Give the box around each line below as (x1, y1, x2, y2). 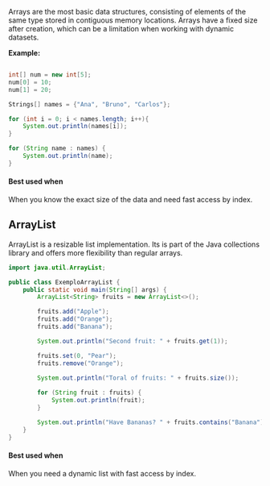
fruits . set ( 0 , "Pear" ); (37, 351, 117, 359)
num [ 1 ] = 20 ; (8, 85, 52, 93)
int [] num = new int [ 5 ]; (8, 71, 92, 79)
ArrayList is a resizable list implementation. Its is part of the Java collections (8, 239, 260, 249)
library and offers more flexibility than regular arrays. (8, 247, 183, 257)
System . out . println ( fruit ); (51, 397, 146, 405)
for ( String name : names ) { (8, 144, 106, 152)
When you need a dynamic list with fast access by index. (8, 468, 197, 478)
